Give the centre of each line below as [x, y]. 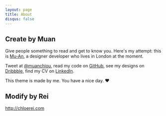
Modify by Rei [27, 96]
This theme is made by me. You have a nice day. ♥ [57, 81]
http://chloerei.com [25, 108]
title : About [19, 14]
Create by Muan [30, 39]
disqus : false [20, 19]
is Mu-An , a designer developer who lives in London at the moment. [75, 56]
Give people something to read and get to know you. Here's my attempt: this [83, 51]
